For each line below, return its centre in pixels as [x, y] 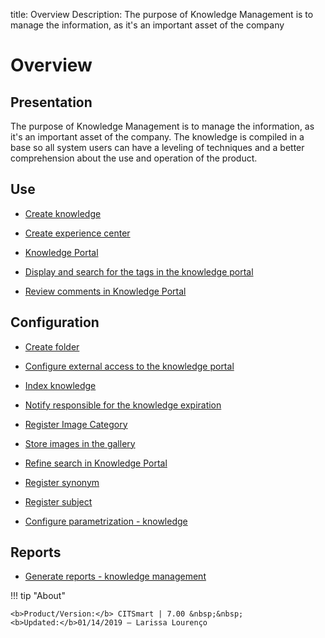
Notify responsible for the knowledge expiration [123, 405]
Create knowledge [63, 213]
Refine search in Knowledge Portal [96, 463]
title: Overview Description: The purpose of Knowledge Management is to [162, 14]
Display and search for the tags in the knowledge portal [139, 271]
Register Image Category [76, 424]
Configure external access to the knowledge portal [129, 366]
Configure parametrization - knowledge [106, 521]
